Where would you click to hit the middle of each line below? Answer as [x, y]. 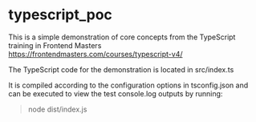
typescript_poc [60, 15]
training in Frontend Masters [55, 45]
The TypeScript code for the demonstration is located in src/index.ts [121, 69]
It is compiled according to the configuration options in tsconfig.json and [128, 85]
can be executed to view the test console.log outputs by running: [116, 93]
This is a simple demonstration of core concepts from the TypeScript [122, 37]
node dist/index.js [57, 109]
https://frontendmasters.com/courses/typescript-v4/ [95, 54]
